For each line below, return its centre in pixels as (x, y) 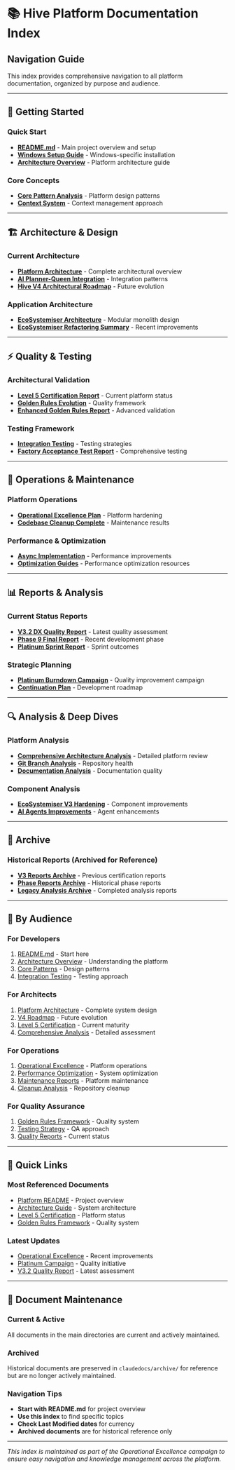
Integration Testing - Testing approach (73, 976)
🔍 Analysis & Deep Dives (63, 717)
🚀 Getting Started (46, 112)
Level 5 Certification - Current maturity (73, 1025)
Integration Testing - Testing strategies (74, 443)
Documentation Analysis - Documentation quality (90, 770)
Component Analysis (44, 788)
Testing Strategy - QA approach (63, 1129)
